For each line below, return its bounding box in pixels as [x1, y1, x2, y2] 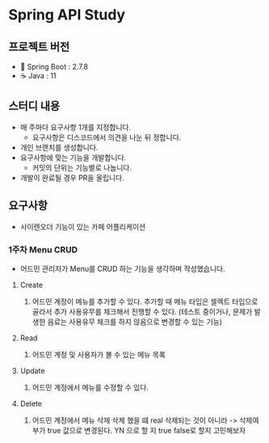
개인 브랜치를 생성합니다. [19, 142, 99, 152]
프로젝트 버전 [8, 40, 70, 53]
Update [19, 365, 45, 375]
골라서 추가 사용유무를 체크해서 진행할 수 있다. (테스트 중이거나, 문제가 [32, 306, 253, 316]
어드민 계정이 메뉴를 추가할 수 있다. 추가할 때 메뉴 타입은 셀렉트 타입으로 [32, 297, 258, 306]
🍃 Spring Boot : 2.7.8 [19, 62, 89, 71]
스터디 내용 [8, 99, 61, 113]
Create [19, 280, 43, 289]
